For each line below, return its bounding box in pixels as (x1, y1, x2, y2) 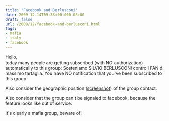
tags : (5, 26, 17, 31)
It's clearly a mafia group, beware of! (5, 110, 82, 116)
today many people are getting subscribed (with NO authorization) (5, 59, 143, 66)
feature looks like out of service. (5, 100, 72, 106)
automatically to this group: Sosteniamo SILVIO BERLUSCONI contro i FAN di (5, 65, 164, 71)
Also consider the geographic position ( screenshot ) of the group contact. (5, 85, 157, 91)
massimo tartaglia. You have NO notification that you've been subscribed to (5, 70, 162, 76)
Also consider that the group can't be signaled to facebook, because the (5, 95, 156, 101)
